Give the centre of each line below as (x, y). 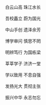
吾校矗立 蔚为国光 (23, 18)
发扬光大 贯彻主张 (23, 86)
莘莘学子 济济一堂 (23, 63)
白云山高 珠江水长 (23, 7)
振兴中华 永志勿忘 (23, 97)
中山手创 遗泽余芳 (23, 30)
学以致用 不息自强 (23, 75)
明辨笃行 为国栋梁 (23, 52)
